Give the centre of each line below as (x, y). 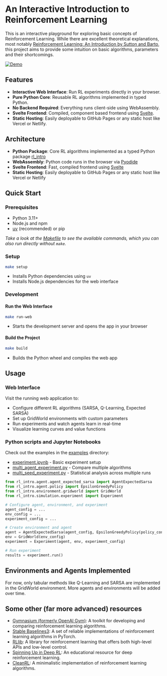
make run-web (19, 317)
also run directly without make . (36, 244)
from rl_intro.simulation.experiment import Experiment (64, 496)
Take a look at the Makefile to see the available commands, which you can (82, 238)
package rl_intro (29, 156)
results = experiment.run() (34, 555)
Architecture (25, 139)
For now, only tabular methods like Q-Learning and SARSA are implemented (83, 583)
